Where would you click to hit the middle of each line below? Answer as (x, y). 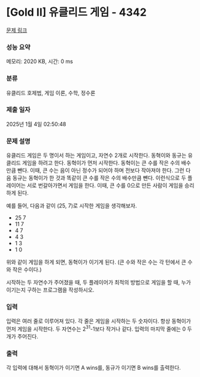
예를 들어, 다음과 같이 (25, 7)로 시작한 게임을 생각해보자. (72, 206)
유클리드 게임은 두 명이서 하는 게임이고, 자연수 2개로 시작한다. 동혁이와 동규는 (96, 155)
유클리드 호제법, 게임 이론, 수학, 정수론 (51, 93)
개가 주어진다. (22, 337)
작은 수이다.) (27, 270)
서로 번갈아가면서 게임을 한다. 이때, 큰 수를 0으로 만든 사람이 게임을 (105, 185)
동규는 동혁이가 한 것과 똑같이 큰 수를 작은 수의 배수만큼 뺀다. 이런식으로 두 (99, 178)
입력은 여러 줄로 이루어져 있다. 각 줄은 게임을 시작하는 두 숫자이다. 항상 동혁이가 (99, 321)
